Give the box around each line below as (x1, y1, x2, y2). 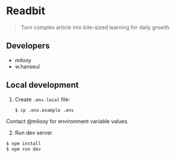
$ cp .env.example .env (14, 107, 74, 113)
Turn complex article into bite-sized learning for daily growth (20, 24, 170, 31)
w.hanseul (14, 63, 40, 70)
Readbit (6, 4, 46, 18)
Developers (6, 41, 50, 51)
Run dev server (14, 129, 52, 137)
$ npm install (6, 141, 42, 147)
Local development (6, 80, 79, 90)
